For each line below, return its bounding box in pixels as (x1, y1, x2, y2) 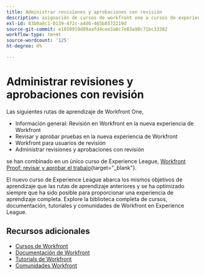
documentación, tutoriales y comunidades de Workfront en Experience (6, 202, 184, 209)
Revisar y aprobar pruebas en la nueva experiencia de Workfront (15, 133, 178, 140)
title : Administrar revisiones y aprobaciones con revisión (6, 9, 163, 15)
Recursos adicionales (6, 226, 90, 237)
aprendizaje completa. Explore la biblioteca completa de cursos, (6, 195, 168, 202)
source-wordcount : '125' (6, 37, 70, 43)
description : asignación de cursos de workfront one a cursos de (6, 15, 176, 21)
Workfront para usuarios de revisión (15, 139, 106, 147)
